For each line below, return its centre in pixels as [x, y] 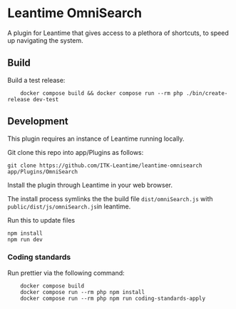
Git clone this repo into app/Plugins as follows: [76, 152]
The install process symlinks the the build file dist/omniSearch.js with [110, 198]
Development [38, 122]
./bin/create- [207, 93]
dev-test [46, 99]
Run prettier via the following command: [66, 273]
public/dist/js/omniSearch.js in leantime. [69, 206]
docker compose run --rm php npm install [82, 292]
